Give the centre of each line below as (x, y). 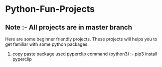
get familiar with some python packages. (47, 44)
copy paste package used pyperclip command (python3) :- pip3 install (85, 54)
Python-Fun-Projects (50, 9)
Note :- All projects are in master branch (69, 27)
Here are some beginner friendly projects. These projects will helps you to (81, 39)
